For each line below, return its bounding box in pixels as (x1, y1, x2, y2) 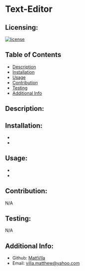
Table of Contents (5, 51, 62, 59)
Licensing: (5, 23, 39, 32)
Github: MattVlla (12, 255, 45, 261)
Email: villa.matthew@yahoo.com (12, 260, 80, 266)
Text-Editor (5, 3, 53, 15)
